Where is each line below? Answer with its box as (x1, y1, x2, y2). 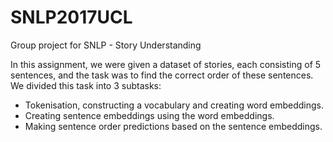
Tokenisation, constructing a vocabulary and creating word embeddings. (24, 99, 325, 111)
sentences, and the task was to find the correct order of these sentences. (10, 69, 314, 81)
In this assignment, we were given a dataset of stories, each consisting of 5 (10, 58, 322, 70)
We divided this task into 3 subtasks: (10, 79, 162, 91)
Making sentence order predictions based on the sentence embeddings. (24, 120, 323, 132)
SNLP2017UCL (10, 6, 133, 29)
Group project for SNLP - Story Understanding (10, 39, 202, 51)
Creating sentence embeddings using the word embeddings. (24, 109, 275, 121)
